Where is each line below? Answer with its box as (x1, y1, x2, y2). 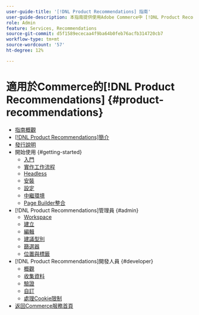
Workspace (23, 213, 52, 220)
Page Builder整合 (23, 199, 66, 206)
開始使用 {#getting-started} (14, 148, 82, 155)
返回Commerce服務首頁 (14, 302, 74, 309)
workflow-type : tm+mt (6, 36, 60, 42)
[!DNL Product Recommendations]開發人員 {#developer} (14, 257, 153, 264)
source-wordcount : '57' (6, 42, 65, 48)
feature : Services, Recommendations (6, 25, 97, 31)
